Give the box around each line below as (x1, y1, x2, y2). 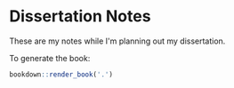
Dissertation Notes (9, 6, 151, 27)
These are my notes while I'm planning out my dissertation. (9, 36, 226, 46)
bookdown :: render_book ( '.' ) (9, 69, 114, 79)
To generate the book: (9, 52, 91, 63)
